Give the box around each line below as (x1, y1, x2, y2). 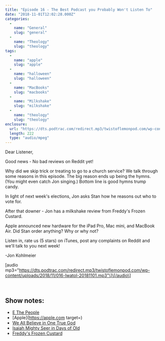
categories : (5, 16, 29, 21)
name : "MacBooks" (14, 85, 50, 90)
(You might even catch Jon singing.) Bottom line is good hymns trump (5, 178, 146, 185)
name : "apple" (14, 58, 43, 63)
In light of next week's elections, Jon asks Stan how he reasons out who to (5, 193, 157, 200)
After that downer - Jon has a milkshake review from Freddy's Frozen (5, 208, 146, 214)
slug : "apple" (14, 62, 43, 67)
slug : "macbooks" (14, 90, 50, 95)
